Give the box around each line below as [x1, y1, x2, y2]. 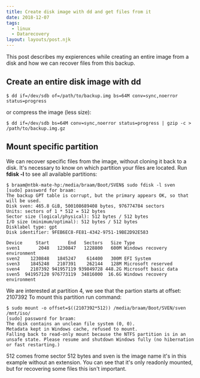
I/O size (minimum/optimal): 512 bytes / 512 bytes [6, 218, 138, 225]
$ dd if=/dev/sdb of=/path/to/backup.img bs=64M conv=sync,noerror [6, 92, 178, 99]
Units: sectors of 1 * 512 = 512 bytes [6, 208, 106, 214]
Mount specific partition [6, 142, 99, 152]
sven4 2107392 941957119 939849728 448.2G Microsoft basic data [6, 266, 178, 272]
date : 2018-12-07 [6, 14, 50, 20]
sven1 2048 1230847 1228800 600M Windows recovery [6, 245, 168, 251]
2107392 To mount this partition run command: [6, 293, 122, 301]
